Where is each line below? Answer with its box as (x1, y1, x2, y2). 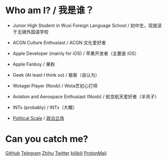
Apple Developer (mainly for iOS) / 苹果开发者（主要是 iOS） (12, 50, 140, 56)
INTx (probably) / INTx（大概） (12, 104, 77, 110)
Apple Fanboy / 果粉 (12, 61, 55, 67)
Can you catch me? (5, 133, 89, 145)
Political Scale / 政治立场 (12, 115, 65, 121)
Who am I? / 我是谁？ (5, 5, 94, 16)
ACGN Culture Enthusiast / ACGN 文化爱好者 (12, 39, 106, 46)
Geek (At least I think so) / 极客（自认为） (12, 72, 100, 78)
